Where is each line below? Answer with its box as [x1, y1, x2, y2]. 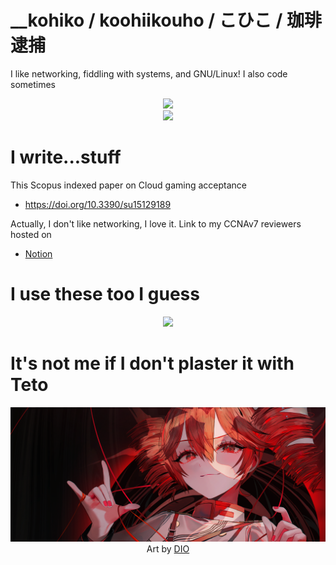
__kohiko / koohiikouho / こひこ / [10, 9, 283, 32]
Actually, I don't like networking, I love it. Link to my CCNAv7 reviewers [10, 217, 302, 230]
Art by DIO [146, 543, 190, 555]
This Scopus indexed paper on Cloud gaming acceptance [10, 179, 248, 191]
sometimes [10, 78, 56, 90]
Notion [24, 247, 53, 260]
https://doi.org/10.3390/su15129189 [24, 198, 172, 210]
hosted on [10, 228, 52, 240]
